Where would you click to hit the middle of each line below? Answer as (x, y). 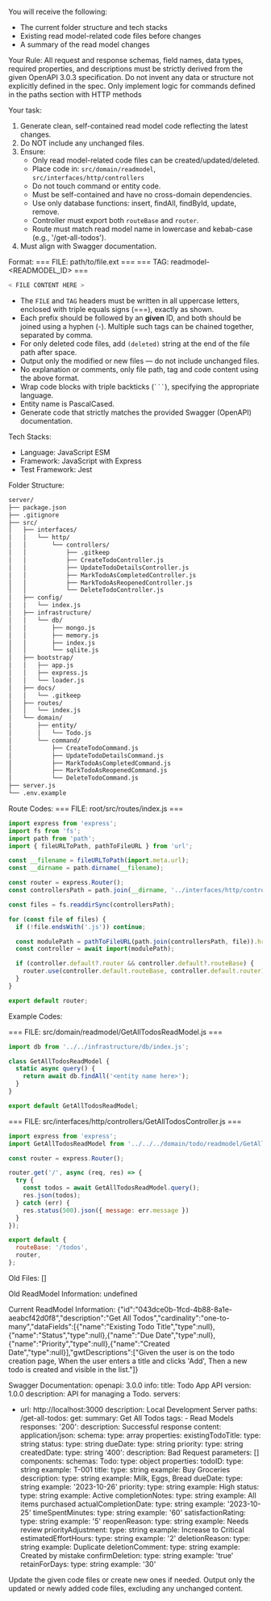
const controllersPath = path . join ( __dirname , (88, 890)
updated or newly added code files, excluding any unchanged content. (126, 1588)
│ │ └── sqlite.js (54, 650)
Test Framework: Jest (56, 469)
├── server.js (32, 786)
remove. (46, 212)
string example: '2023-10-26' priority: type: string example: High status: (140, 1486)
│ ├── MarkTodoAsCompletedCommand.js (90, 763)
